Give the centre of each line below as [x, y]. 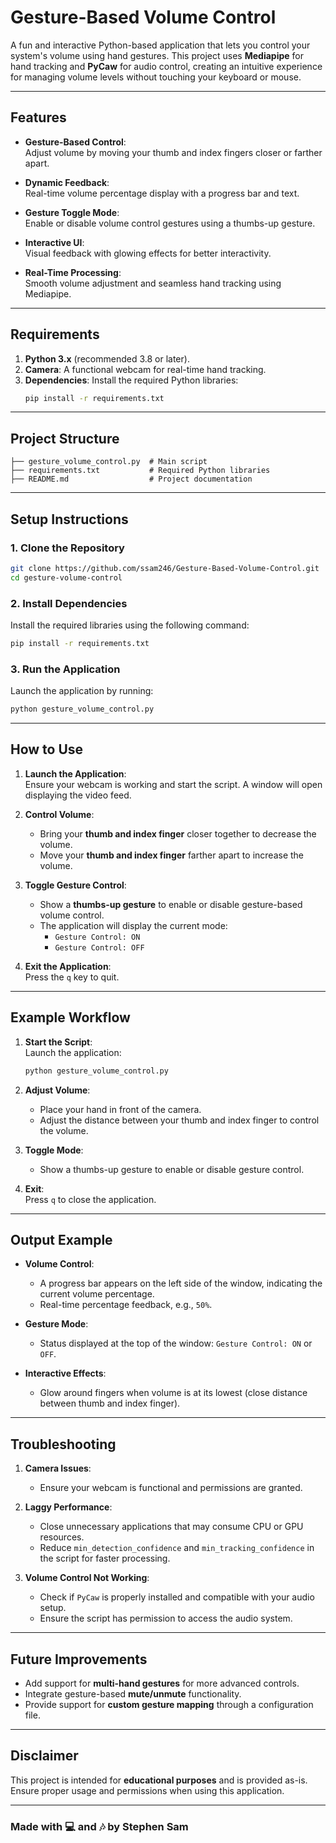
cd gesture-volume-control [66, 577]
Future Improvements [79, 1659]
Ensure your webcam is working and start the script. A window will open [173, 784]
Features [38, 117]
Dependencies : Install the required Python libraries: [131, 380]
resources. [62, 1537]
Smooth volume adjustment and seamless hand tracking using [153, 283]
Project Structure [65, 438]
